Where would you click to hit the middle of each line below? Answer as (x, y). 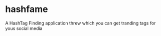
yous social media (24, 28)
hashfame (27, 9)
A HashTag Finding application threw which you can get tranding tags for (80, 23)
